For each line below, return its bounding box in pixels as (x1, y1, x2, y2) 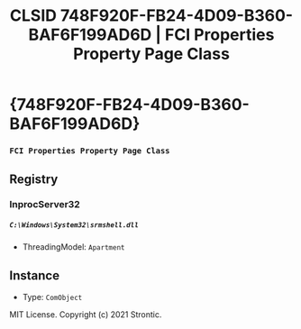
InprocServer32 (9, 198, 81, 211)
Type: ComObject (22, 292, 83, 303)
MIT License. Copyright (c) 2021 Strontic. (9, 309, 162, 320)
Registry (9, 171, 59, 187)
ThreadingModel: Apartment (22, 242, 125, 252)
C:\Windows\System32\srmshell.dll (9, 221, 140, 230)
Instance (9, 268, 60, 283)
